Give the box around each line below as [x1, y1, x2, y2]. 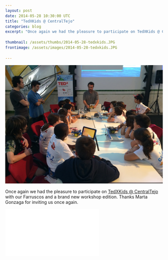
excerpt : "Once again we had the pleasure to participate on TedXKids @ [5, 29, 160, 35]
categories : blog [5, 24, 41, 29]
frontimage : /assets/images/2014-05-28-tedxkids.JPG [5, 45, 117, 50]
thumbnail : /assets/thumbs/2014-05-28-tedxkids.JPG [5, 40, 115, 45]
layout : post [5, 8, 32, 13]
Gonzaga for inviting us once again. [5, 199, 78, 205]
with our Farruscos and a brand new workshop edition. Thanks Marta [5, 193, 147, 200]
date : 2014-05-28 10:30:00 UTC [5, 13, 70, 19]
